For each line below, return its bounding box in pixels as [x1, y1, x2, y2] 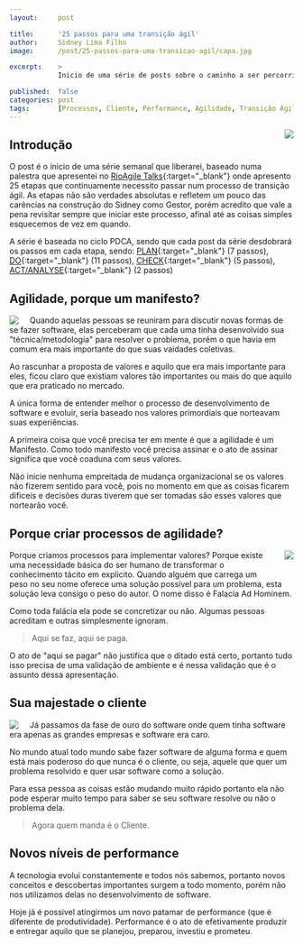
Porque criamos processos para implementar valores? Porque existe [9, 550, 263, 561]
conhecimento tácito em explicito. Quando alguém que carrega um [9, 569, 258, 580]
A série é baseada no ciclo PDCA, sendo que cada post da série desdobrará [9, 236, 292, 247]
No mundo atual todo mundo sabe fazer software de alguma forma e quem [9, 746, 288, 757]
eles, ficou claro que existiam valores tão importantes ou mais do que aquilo [9, 371, 292, 381]
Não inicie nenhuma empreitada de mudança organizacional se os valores [9, 471, 284, 482]
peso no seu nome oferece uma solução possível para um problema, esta [9, 579, 282, 590]
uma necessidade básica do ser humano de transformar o [9, 560, 225, 571]
